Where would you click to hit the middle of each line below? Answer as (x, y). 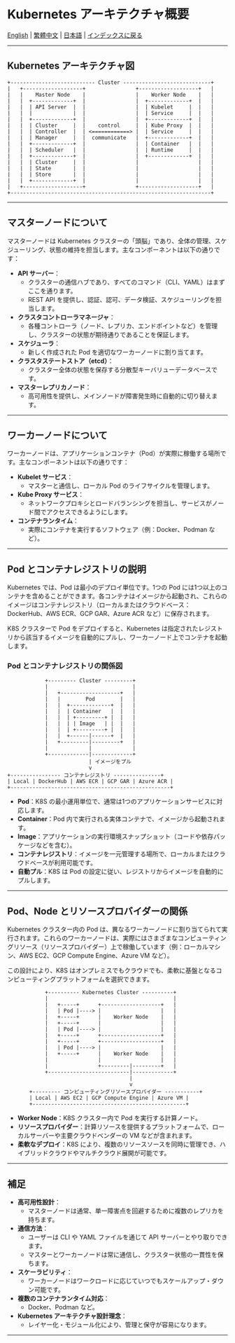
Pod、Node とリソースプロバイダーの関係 (98, 911)
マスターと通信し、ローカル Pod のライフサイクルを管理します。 (121, 486)
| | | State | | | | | (111, 168)
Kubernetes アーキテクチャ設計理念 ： (72, 1316)
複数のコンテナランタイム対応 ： (63, 1299)
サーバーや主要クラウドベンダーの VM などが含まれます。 (113, 1136)
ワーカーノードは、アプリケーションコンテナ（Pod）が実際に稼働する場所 (114, 453)
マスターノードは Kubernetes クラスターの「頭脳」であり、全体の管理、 (111, 241)
